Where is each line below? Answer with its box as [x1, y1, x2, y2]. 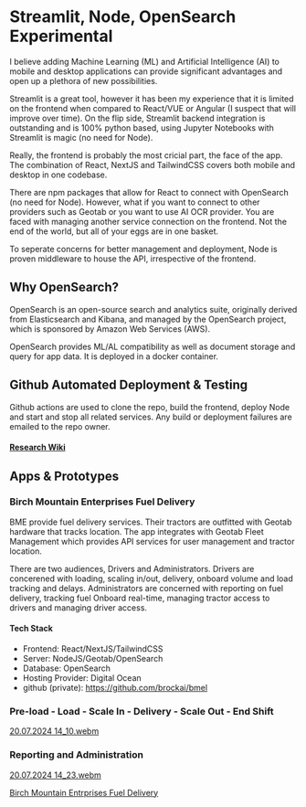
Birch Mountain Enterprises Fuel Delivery [9, 495, 195, 508]
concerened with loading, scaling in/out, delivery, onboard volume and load [9, 573, 294, 584]
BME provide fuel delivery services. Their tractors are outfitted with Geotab [9, 516, 292, 527]
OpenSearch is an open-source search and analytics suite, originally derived [9, 303, 298, 314]
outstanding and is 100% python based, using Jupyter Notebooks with [9, 122, 274, 133]
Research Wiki [9, 441, 66, 453]
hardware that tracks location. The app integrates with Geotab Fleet [9, 526, 265, 536]
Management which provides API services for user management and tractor [9, 536, 295, 547]
